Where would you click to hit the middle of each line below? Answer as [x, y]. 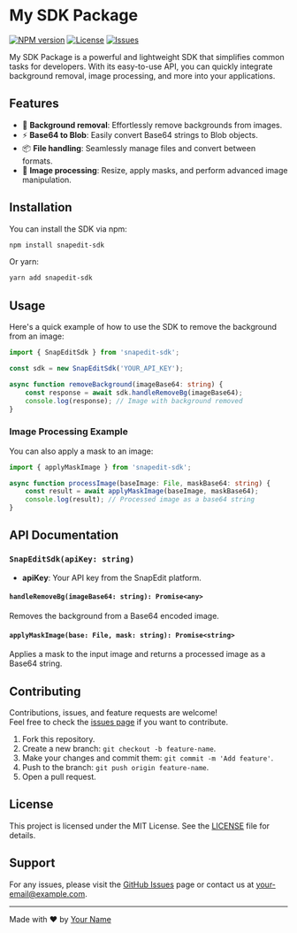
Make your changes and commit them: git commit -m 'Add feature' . [148, 758]
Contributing [45, 691]
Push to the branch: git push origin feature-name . [115, 767]
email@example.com [47, 893]
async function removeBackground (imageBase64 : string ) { [116, 384]
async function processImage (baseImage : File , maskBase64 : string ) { [140, 483]
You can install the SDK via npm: [69, 229]
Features [34, 104]
